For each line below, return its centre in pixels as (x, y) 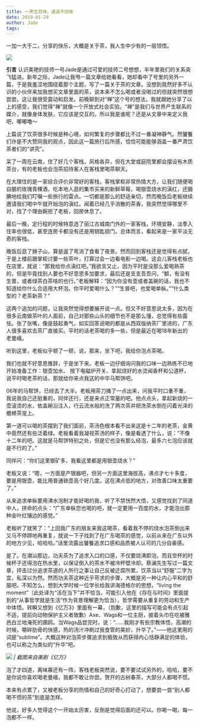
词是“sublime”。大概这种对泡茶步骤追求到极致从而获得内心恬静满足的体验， (98, 637)
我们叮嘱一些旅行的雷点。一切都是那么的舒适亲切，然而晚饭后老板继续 (107, 196)
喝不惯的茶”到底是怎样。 (36, 698)
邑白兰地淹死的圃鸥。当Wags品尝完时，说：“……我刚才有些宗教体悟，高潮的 (99, 622)
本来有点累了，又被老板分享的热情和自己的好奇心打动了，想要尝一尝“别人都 (98, 690)
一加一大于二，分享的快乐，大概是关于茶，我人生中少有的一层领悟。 (89, 46)
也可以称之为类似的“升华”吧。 (42, 645)
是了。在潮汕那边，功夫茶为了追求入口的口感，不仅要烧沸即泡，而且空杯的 (97, 556)
